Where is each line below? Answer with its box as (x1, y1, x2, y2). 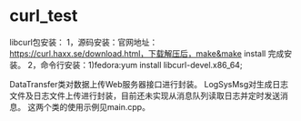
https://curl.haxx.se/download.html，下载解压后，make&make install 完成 (9, 47, 285, 59)
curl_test (9, 5, 78, 26)
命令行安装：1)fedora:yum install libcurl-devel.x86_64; (40, 59, 243, 70)
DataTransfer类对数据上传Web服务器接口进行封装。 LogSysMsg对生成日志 (9, 78, 289, 89)
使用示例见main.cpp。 (66, 101, 150, 112)
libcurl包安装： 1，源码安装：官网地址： (9, 36, 158, 47)
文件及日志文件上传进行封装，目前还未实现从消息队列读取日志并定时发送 (9, 90, 280, 101)
